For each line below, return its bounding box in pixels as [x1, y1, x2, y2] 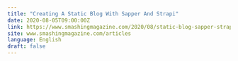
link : [7, 23, 23, 30]
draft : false [7, 43, 46, 50]
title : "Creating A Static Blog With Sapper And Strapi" [7, 10, 179, 18]
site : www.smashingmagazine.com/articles [7, 29, 132, 37]
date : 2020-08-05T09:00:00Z [7, 17, 91, 24]
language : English [7, 36, 62, 43]
